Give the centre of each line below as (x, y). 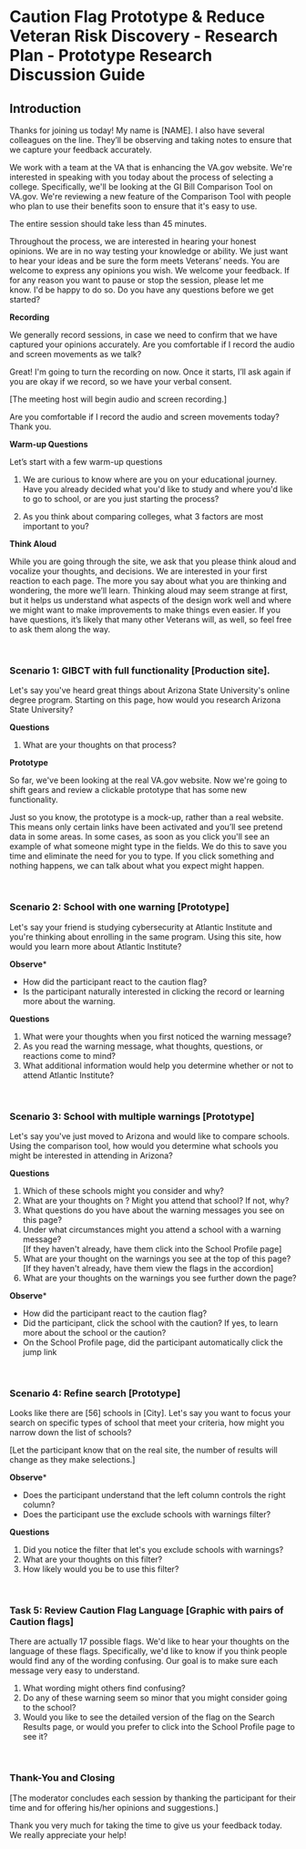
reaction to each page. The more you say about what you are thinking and (148, 581)
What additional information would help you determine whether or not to (158, 1065)
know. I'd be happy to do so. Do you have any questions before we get (142, 290)
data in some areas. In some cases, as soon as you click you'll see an (140, 837)
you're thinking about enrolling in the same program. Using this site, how (146, 937)
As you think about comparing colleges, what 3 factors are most (143, 516)
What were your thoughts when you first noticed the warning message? (157, 1036)
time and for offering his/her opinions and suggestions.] (114, 1807)
